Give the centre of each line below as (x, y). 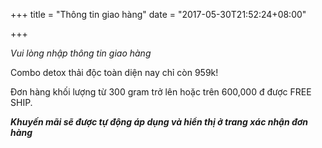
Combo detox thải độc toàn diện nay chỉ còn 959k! (114, 72)
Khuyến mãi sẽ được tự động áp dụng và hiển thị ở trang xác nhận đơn (159, 122)
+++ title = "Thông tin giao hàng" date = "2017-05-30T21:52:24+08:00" (158, 14)
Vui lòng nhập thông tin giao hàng (81, 53)
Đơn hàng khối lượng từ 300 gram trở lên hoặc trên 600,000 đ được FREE (161, 92)
